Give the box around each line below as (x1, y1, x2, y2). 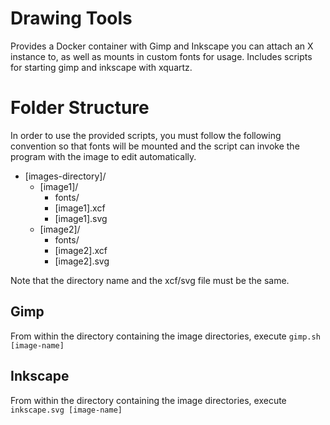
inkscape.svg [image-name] (10, 405, 123, 415)
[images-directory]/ (24, 170, 107, 182)
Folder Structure (10, 97, 150, 119)
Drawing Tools (10, 7, 133, 30)
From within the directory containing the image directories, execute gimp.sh (10, 330, 321, 342)
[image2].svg (54, 255, 110, 267)
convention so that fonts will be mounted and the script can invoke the (10, 140, 300, 152)
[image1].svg (54, 212, 108, 224)
